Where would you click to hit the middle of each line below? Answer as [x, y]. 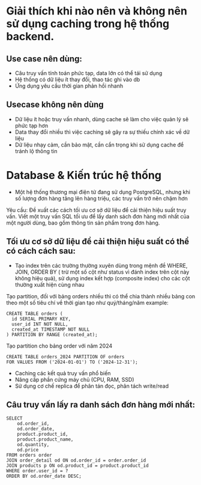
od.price [28, 450]
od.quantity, [33, 445]
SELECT [14, 418]
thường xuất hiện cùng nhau [50, 285]
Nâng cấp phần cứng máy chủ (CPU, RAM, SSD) [74, 379]
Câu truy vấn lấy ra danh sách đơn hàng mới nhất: [101, 404]
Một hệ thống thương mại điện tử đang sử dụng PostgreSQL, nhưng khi [103, 192]
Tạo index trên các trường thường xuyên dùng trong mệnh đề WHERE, [101, 265]
